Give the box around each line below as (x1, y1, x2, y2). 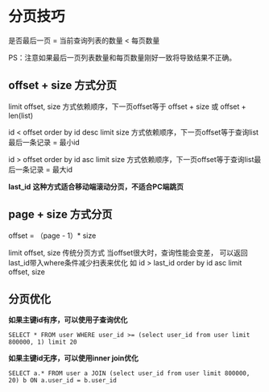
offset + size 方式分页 (8, 78, 118, 93)
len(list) (8, 111, 34, 120)
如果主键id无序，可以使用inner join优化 (8, 353, 139, 363)
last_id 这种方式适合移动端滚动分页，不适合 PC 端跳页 (8, 181, 184, 191)
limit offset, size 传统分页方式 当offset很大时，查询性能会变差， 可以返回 (8, 248, 248, 257)
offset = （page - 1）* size (8, 231, 97, 240)
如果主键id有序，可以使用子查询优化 (8, 315, 128, 325)
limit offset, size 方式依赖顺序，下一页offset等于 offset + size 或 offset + (8, 102, 247, 111)
